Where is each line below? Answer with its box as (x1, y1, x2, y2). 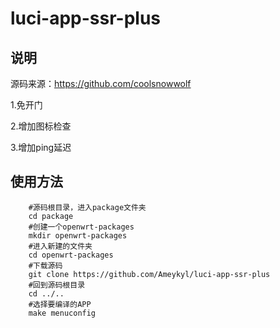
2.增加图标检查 (10, 120, 72, 132)
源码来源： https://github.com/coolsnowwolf (10, 78, 192, 89)
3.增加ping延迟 (10, 142, 72, 153)
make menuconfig (28, 308, 97, 318)
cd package (28, 211, 74, 221)
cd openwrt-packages (28, 250, 114, 260)
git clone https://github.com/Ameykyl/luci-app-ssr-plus (28, 269, 271, 279)
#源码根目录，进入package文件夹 (28, 202, 147, 212)
